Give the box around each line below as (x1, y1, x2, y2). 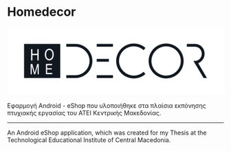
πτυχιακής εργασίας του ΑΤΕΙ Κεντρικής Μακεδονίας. (7, 109, 162, 117)
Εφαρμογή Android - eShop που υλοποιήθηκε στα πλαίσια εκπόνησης (7, 102, 206, 110)
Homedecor (7, 4, 76, 20)
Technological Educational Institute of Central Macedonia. (7, 136, 171, 144)
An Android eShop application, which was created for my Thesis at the (7, 128, 207, 137)
